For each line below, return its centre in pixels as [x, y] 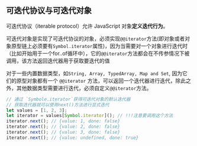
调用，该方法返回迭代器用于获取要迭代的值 [58, 60]
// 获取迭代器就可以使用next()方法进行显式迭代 [58, 105]
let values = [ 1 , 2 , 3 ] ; [37, 110]
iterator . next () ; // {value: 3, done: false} [63, 132]
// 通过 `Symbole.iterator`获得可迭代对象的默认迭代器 [68, 99]
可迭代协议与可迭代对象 [49, 11]
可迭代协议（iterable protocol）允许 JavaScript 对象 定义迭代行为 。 [87, 26]
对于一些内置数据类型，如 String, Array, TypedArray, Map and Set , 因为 [94, 73]
